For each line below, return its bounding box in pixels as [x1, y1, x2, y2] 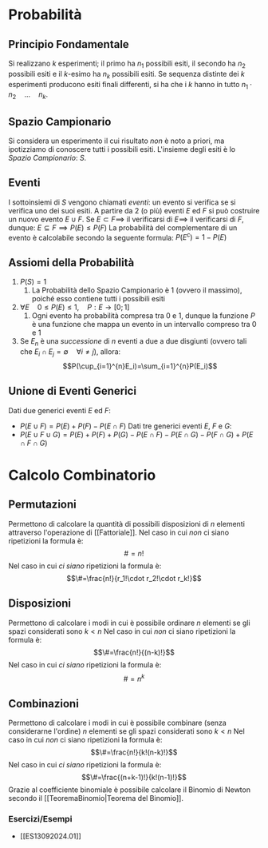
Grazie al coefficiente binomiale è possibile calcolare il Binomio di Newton [8, 785, 251, 794]
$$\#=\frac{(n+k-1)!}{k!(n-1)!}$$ [81, 772, 187, 782]
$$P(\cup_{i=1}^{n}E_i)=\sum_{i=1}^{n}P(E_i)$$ [62, 361, 218, 371]
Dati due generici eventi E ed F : [8, 405, 112, 415]
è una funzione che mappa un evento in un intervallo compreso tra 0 [31, 320, 257, 329]
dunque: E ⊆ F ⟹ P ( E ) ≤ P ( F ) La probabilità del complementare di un [8, 222, 238, 233]
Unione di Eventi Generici [8, 384, 137, 398]
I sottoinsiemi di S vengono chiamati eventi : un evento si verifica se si [8, 197, 237, 207]
